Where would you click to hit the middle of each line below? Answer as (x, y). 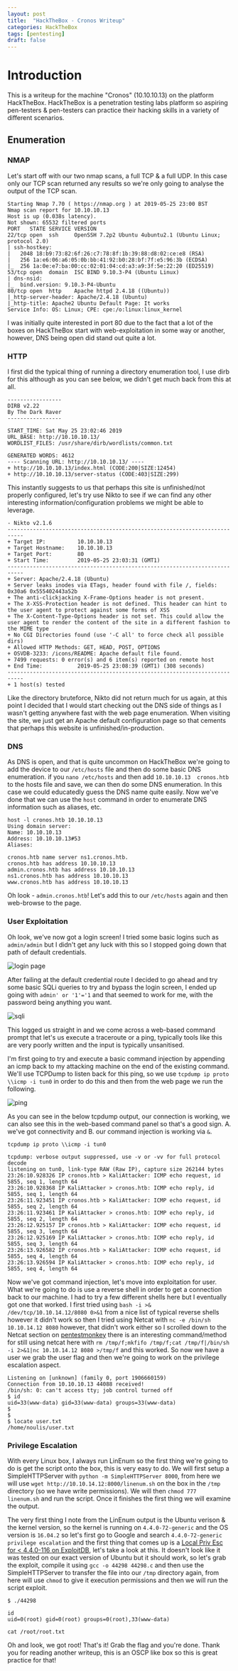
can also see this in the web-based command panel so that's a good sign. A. (119, 1123)
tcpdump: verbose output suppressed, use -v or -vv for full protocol (114, 1157)
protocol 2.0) (28, 241)
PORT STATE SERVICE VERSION (52, 229)
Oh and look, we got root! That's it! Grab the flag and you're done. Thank (114, 1645)
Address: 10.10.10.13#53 (44, 839)
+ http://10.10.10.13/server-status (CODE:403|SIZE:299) (93, 474)
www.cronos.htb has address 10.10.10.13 (68, 882)
